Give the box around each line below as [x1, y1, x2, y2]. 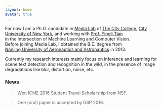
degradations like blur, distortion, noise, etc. [5, 66, 95, 72]
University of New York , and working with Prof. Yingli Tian [5, 31, 123, 37]
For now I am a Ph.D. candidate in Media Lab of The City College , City [5, 25, 147, 31]
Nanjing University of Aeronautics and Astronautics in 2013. [5, 46, 126, 52]
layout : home [5, 7, 32, 12]
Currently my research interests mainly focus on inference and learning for [5, 56, 157, 62]
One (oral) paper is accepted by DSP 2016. [17, 99, 105, 105]
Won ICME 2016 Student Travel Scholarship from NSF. [17, 90, 127, 96]
